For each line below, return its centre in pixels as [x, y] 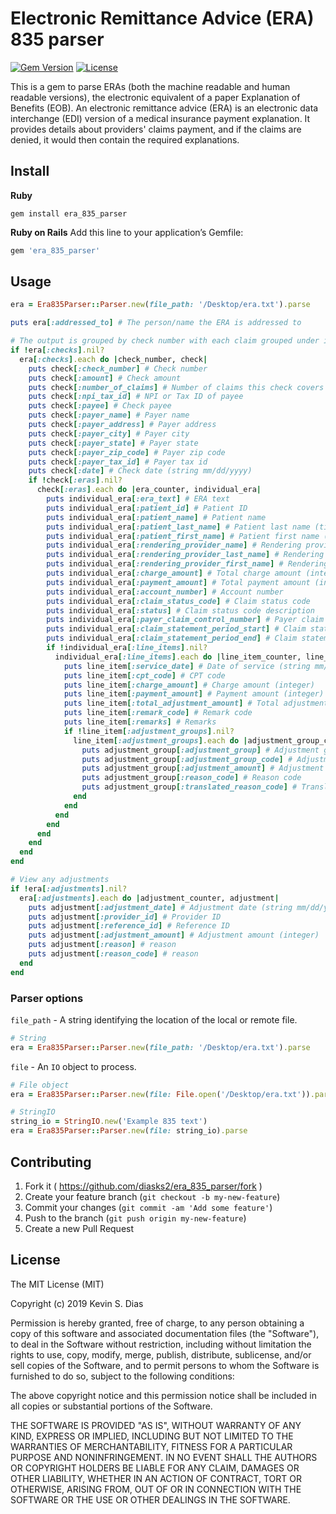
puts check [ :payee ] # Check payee [100, 406]
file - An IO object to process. [73, 1066]
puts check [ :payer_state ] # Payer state [113, 443]
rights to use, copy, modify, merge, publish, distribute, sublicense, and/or [161, 1354]
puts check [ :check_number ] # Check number [118, 368]
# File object [40, 1085]
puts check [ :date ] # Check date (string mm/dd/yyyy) [140, 471]
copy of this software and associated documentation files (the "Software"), [165, 1333]
